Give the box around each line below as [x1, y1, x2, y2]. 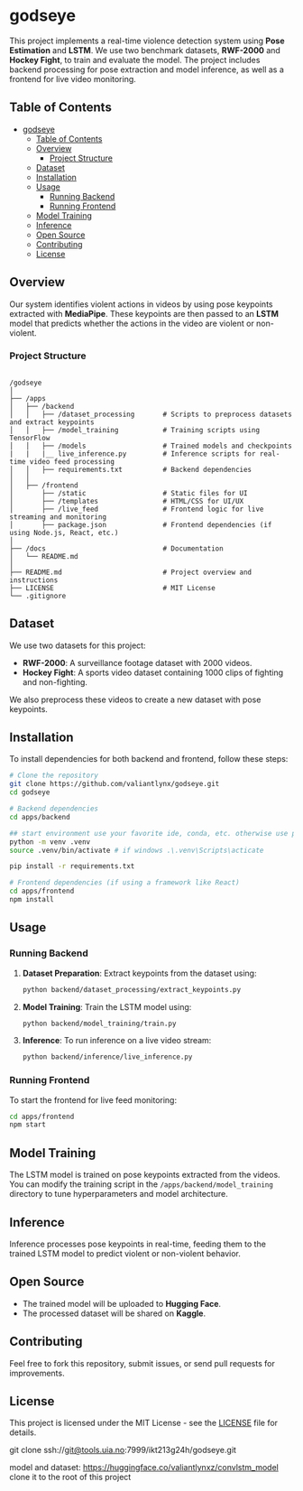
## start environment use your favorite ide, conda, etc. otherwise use [9, 829, 289, 838]
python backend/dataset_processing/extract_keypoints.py [22, 985, 242, 994]
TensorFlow [9, 433, 50, 442]
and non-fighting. [22, 676, 88, 687]
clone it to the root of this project [9, 1472, 132, 1483]
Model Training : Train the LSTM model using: [22, 1001, 192, 1012]
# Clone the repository [9, 771, 99, 781]
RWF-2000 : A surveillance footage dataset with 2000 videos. [22, 657, 252, 668]
